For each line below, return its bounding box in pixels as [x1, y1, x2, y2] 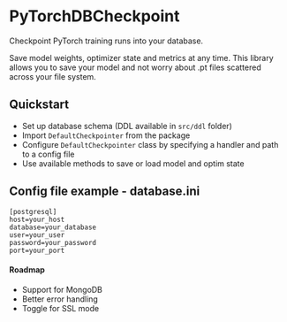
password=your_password [9, 238, 97, 247]
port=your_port [9, 246, 65, 255]
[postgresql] [9, 207, 57, 216]
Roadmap [9, 264, 46, 275]
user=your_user [9, 230, 65, 240]
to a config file [21, 149, 75, 159]
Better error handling [21, 294, 99, 304]
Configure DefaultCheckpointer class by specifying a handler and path [21, 139, 279, 149]
